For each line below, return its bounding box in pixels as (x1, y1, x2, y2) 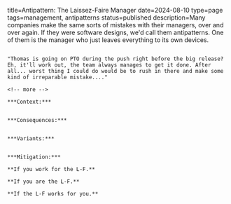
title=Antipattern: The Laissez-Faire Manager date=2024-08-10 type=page (7, 6, 223, 14)
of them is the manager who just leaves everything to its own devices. (7, 36, 209, 44)
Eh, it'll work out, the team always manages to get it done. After (7, 62, 211, 69)
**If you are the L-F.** (7, 178, 80, 185)
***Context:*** (7, 98, 52, 105)
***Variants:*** (7, 135, 55, 142)
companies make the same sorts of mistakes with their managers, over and (7, 21, 224, 29)
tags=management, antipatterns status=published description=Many (7, 13, 206, 22)
